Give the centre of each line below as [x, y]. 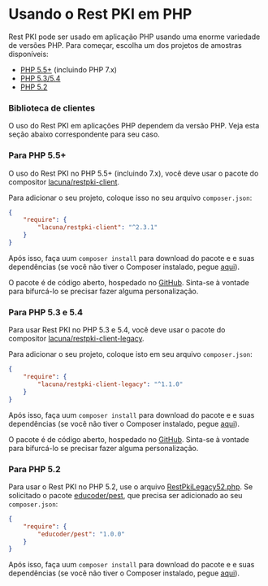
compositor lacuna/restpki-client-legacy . [76, 339]
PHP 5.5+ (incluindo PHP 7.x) [69, 69]
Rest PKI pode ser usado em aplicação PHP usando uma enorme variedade [134, 37]
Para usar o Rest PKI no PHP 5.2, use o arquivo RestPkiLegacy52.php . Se [131, 486]
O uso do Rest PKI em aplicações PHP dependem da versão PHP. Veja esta [134, 126]
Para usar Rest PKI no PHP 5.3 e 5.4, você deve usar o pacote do [117, 330]
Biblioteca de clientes [52, 108]
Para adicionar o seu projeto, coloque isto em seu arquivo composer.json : [131, 354]
